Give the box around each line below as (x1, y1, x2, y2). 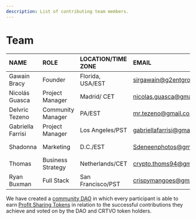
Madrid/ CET (79, 92, 115, 100)
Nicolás (9, 89, 30, 97)
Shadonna (9, 142, 37, 151)
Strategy (43, 163, 66, 171)
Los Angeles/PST (79, 126, 127, 134)
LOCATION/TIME (79, 55, 127, 63)
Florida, (79, 72, 101, 80)
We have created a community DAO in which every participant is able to (6, 195, 179, 202)
